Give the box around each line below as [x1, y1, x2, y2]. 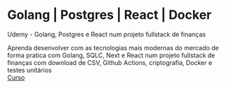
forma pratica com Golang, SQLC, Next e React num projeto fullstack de [7, 51, 215, 59]
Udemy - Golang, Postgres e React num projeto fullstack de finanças [7, 30, 206, 38]
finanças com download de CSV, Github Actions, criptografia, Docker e [7, 58, 213, 66]
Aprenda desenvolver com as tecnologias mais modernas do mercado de [7, 43, 220, 52]
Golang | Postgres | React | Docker [7, 7, 212, 23]
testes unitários [7, 66, 52, 74]
